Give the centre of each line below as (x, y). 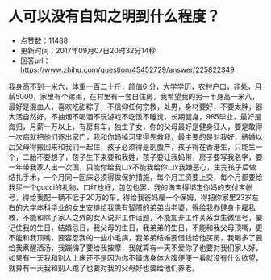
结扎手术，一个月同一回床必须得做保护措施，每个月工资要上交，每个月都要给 (135, 177)
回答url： (35, 61)
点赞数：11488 (44, 40)
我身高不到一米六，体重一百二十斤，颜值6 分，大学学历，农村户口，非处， (132, 86)
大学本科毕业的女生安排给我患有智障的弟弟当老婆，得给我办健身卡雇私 (139, 207)
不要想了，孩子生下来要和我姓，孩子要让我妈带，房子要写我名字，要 (149, 157)
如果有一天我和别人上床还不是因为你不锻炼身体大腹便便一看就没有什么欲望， (135, 257)
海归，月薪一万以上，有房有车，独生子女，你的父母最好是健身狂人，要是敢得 (135, 127)
